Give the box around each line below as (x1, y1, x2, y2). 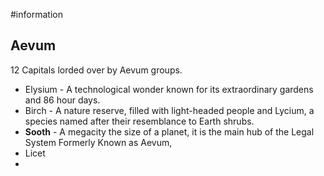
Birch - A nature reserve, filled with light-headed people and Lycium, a (24, 104, 315, 116)
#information (10, 9, 63, 20)
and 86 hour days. (24, 94, 101, 106)
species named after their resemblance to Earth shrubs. (24, 115, 255, 127)
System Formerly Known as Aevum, (24, 136, 173, 148)
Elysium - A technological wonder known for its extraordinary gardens (24, 83, 314, 95)
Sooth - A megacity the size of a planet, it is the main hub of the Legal (24, 125, 315, 138)
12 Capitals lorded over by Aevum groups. (10, 64, 183, 76)
